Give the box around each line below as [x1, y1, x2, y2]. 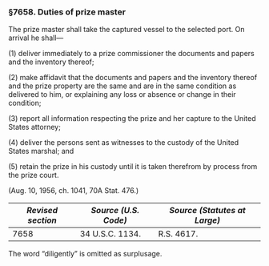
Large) [195, 215, 221, 226]
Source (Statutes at [169, 205, 246, 216]
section [27, 215, 58, 226]
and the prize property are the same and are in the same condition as [8, 81, 237, 91]
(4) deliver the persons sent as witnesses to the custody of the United [8, 138, 239, 147]
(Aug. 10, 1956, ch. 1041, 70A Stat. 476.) [8, 186, 139, 195]
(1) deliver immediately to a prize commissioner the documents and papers [8, 49, 255, 58]
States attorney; [8, 123, 62, 132]
